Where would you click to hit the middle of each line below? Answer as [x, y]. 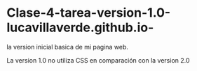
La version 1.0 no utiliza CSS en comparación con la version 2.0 [98, 60]
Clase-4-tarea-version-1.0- [89, 13]
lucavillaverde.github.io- [80, 27]
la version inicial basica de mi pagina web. [68, 47]
